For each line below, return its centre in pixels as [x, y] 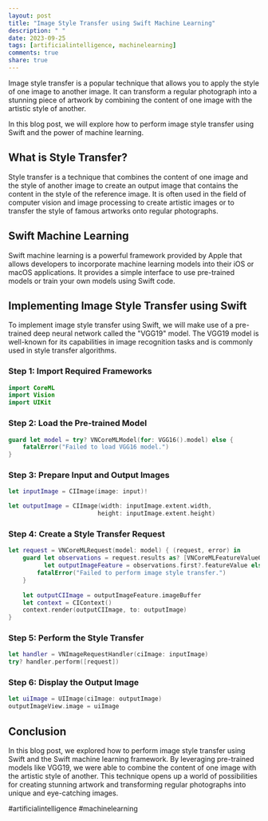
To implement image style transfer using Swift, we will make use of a [121, 325]
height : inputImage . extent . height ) [156, 514]
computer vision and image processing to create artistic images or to [122, 202]
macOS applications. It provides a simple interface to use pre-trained [122, 272]
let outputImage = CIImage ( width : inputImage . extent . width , [110, 506]
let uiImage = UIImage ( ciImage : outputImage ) [85, 699]
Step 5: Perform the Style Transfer [76, 638]
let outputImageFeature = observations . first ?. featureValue [146, 566]
